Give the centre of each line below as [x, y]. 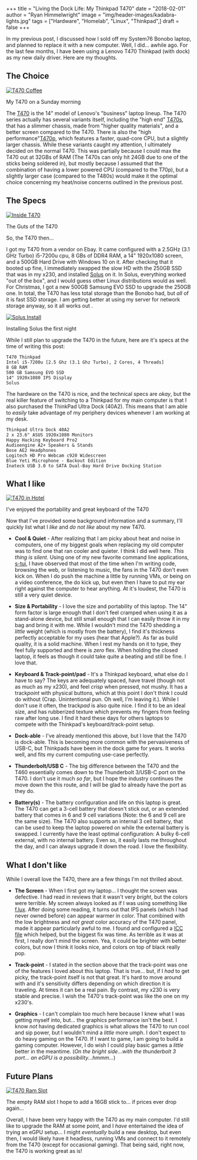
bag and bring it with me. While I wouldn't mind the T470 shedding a [97, 625]
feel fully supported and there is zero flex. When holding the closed [96, 650]
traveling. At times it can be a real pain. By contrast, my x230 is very [97, 990]
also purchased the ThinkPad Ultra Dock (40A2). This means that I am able [97, 406]
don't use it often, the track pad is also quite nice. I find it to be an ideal [100, 706]
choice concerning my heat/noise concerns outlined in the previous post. [95, 182]
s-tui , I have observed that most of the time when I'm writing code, [95, 563]
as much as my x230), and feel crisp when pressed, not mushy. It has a [101, 687]
